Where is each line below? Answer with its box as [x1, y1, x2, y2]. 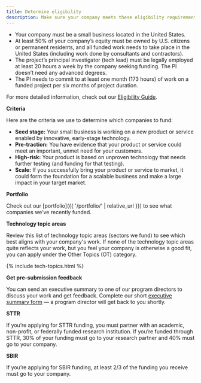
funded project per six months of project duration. [14, 81, 139, 89]
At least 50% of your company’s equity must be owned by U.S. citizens [14, 37, 190, 44]
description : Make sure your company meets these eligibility [6, 14, 165, 20]
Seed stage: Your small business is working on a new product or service [14, 128, 194, 135]
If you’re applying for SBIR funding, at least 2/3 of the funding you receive [6, 363, 188, 371]
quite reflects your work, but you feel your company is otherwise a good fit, [6, 244, 193, 251]
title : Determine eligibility [6, 8, 82, 15]
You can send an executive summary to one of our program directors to [6, 285, 182, 293]
